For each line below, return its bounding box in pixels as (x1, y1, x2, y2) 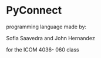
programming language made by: (6, 23, 87, 30)
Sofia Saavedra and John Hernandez (6, 34, 95, 41)
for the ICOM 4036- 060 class (6, 46, 79, 53)
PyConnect (6, 4, 62, 17)
